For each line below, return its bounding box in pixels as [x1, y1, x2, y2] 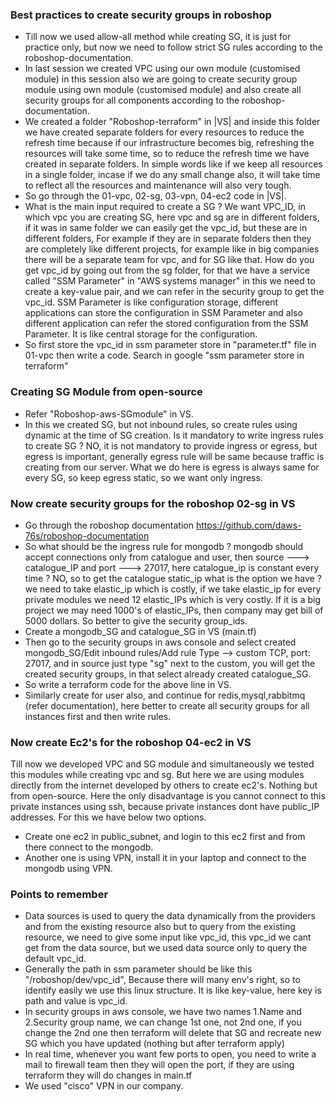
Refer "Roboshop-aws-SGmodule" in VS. [24, 408, 194, 420]
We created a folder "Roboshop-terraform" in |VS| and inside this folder [24, 116, 321, 128]
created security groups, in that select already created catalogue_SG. [24, 668, 312, 680]
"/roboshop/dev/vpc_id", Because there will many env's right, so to [24, 974, 301, 986]
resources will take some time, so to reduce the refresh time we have [24, 148, 310, 160]
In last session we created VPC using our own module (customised [24, 63, 301, 75]
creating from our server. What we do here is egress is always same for [24, 461, 320, 473]
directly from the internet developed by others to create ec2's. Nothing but [10, 779, 318, 792]
